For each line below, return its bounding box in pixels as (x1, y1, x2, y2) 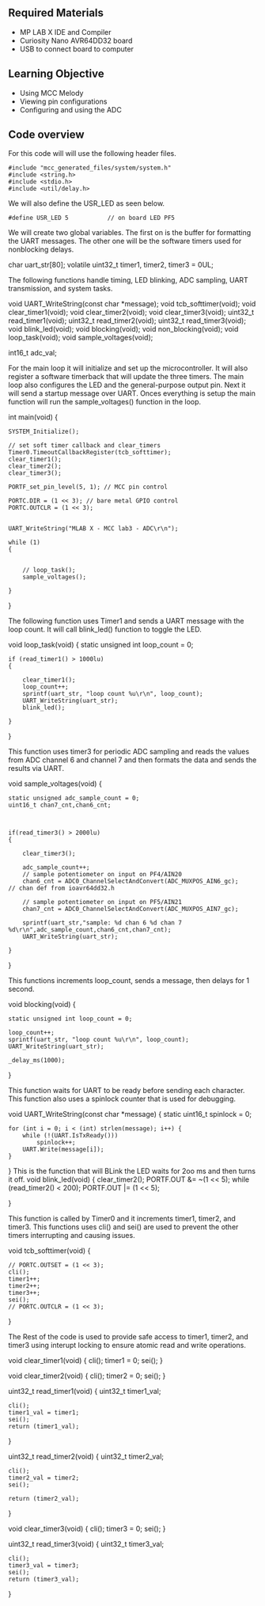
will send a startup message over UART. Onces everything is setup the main (8, 389, 256, 398)
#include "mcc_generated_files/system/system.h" (8, 164, 172, 173)
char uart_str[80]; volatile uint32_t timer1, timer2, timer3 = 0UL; (8, 260, 214, 270)
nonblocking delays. (8, 245, 74, 254)
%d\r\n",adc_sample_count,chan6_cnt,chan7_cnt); (8, 926, 172, 934)
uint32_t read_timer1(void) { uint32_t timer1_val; (8, 1387, 161, 1396)
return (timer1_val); (8, 1422, 80, 1431)
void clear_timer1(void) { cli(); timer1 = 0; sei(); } (8, 1356, 164, 1365)
